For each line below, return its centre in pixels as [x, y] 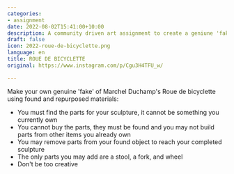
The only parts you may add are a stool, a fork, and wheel [100, 157]
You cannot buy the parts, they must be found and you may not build [116, 127]
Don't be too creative [48, 164]
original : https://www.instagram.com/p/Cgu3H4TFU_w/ [85, 65]
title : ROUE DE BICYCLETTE [46, 59]
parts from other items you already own [74, 134]
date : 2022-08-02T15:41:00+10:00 [56, 26]
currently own [37, 120]
